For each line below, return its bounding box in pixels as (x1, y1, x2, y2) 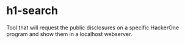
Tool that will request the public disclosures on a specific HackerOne (6, 24, 180, 31)
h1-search (6, 4, 59, 18)
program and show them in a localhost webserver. (6, 30, 132, 37)
